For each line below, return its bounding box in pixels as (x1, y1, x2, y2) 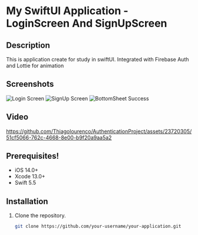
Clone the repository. (14, 212, 66, 219)
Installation (6, 196, 48, 206)
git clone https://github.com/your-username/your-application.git (14, 223, 181, 230)
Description (6, 40, 50, 50)
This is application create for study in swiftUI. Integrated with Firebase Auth (6, 56, 190, 63)
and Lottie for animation (6, 62, 64, 69)
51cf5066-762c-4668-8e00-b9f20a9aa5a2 (6, 134, 112, 141)
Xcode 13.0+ (14, 173, 45, 180)
